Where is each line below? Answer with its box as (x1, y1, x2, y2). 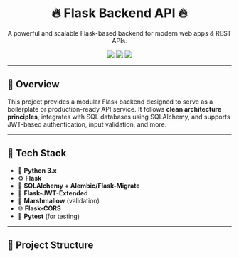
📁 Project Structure (7, 239, 94, 251)
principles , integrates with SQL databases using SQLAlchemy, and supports (7, 112, 230, 121)
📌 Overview (7, 78, 60, 90)
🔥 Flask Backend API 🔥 (51, 5, 188, 21)
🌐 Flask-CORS (17, 204, 62, 213)
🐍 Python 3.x (17, 166, 57, 175)
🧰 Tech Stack (7, 147, 67, 159)
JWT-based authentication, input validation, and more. (7, 119, 167, 129)
